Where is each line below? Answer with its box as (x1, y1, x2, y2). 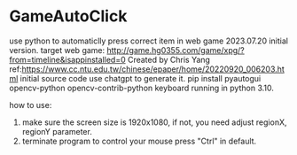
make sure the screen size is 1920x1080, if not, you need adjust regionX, (21, 117, 287, 128)
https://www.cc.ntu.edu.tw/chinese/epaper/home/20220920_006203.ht (21, 64, 285, 74)
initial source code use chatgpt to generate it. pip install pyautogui (20, 73, 262, 83)
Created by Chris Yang (127, 54, 211, 65)
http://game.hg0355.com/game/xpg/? (106, 44, 246, 55)
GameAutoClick (9, 6, 128, 27)
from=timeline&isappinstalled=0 (9, 54, 126, 65)
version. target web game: (9, 44, 106, 55)
